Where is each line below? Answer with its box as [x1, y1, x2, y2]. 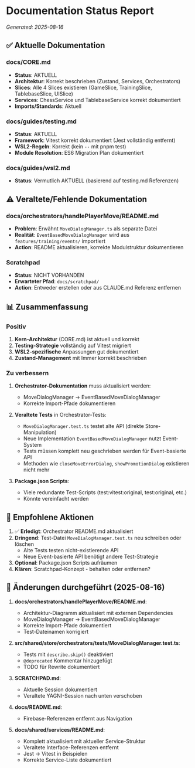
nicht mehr [23, 466, 50, 473]
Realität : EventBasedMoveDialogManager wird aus [14, 231, 130, 238]
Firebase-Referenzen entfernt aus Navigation [23, 715, 133, 722]
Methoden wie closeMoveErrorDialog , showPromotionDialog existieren [23, 460, 190, 467]
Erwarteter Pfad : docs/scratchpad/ [14, 278, 100, 285]
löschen [14, 541, 34, 548]
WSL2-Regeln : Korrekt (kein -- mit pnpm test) [14, 142, 126, 150]
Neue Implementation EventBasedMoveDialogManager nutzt [23, 435, 162, 442]
